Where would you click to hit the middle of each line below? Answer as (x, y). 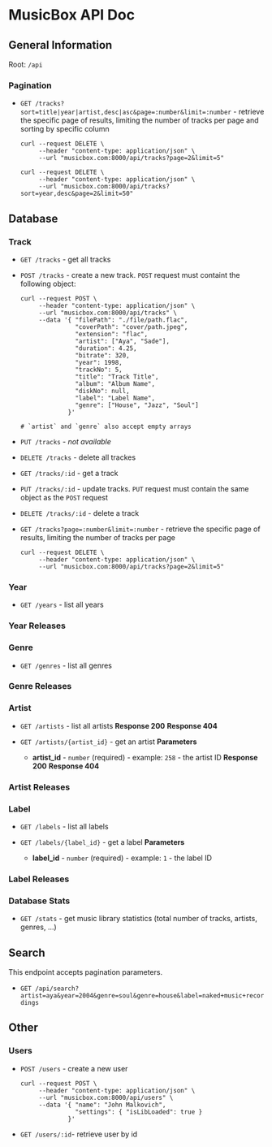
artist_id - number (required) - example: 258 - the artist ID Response (145, 757)
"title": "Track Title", (117, 377)
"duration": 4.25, (106, 348)
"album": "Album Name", (115, 383)
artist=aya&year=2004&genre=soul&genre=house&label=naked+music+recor (142, 996)
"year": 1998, (99, 362)
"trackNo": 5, (99, 370)
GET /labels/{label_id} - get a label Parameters (102, 842)
